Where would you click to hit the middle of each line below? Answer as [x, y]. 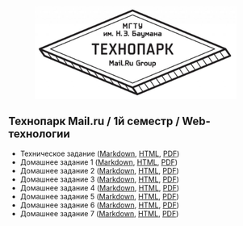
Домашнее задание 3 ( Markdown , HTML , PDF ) [100, 179]
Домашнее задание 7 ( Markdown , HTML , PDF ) [99, 213]
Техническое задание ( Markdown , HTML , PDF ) [100, 153]
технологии [39, 134]
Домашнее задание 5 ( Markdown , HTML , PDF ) [99, 196]
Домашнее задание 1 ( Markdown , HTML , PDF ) [99, 162]
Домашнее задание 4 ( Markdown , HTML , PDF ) [100, 187]
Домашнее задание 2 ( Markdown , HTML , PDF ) [99, 170]
